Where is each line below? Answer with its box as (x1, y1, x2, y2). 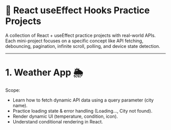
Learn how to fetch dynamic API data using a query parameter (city (12, 97, 154, 103)
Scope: (5, 87, 20, 93)
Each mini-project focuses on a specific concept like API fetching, (5, 38, 144, 44)
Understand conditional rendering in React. (12, 118, 103, 124)
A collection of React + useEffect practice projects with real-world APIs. (5, 32, 156, 38)
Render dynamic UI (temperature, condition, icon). (12, 113, 118, 119)
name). (12, 102, 28, 109)
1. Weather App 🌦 (5, 67, 83, 79)
